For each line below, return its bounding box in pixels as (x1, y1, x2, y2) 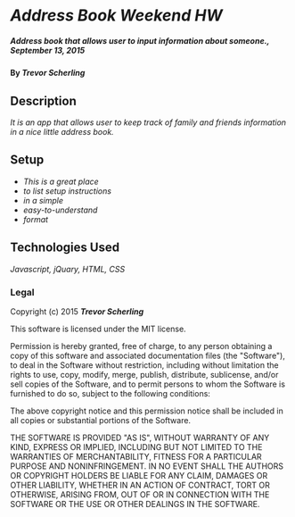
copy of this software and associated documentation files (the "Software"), (10, 350, 286, 361)
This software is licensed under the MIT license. (10, 323, 186, 334)
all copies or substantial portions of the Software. (10, 414, 191, 425)
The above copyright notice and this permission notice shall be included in (10, 405, 283, 416)
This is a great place (22, 176, 99, 187)
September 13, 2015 (10, 45, 86, 55)
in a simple (22, 195, 64, 205)
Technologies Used (10, 240, 119, 255)
